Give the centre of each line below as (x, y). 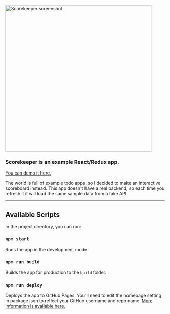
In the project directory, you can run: (43, 227)
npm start (17, 239)
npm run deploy (24, 285)
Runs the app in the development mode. (47, 250)
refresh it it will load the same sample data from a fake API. (67, 194)
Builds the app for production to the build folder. (56, 272)
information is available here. (35, 306)
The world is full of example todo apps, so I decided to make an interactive (83, 183)
